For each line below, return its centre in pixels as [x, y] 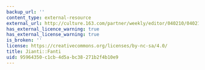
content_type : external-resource [49, 18]
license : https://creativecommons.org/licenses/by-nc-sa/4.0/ [87, 46]
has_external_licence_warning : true [53, 29]
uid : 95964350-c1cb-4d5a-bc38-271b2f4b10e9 [63, 57]
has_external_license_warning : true [53, 35]
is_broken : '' [24, 40]
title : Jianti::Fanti [34, 52]
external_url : [24, 23]
